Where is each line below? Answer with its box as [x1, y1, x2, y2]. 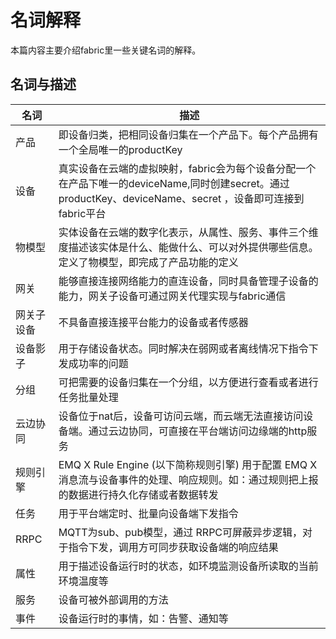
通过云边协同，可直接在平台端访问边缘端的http [88, 424, 308, 438]
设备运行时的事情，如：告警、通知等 [58, 611, 229, 625]
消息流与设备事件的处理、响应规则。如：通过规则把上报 [58, 472, 319, 486]
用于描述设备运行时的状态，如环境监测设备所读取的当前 [58, 559, 319, 573]
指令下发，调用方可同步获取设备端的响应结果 [68, 540, 279, 554]
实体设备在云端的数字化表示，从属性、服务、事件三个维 [58, 225, 319, 239]
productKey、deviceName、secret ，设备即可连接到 [58, 191, 305, 205]
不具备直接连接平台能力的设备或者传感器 [58, 315, 249, 329]
